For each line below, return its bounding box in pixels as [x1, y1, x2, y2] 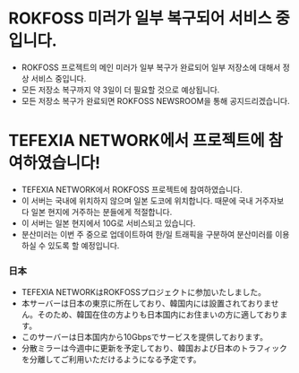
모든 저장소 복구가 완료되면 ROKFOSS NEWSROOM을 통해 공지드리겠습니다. [21, 95, 290, 106]
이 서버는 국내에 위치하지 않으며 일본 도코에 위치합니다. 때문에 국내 [21, 195, 253, 206]
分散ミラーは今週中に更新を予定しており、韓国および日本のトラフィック [21, 343, 288, 354]
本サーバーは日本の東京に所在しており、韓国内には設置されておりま [21, 298, 271, 309]
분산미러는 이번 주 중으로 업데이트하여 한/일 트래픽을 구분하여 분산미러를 [21, 229, 274, 239]
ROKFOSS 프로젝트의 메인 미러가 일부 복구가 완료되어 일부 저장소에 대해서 [21, 62, 281, 73]
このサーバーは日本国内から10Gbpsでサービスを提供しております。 [21, 332, 268, 343]
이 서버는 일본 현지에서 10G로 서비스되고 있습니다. [21, 217, 196, 229]
